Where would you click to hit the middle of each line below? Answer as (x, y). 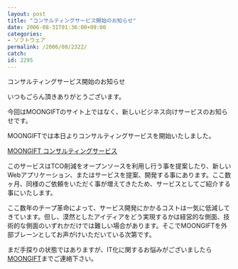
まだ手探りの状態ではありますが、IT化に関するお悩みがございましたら (110, 249)
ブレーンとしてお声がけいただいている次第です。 (84, 234)
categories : (25, 34)
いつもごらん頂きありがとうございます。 (66, 96)
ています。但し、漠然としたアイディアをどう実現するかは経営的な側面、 (118, 216)
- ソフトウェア (27, 41)
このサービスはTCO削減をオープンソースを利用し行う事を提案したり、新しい (119, 166)
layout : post (27, 14)
